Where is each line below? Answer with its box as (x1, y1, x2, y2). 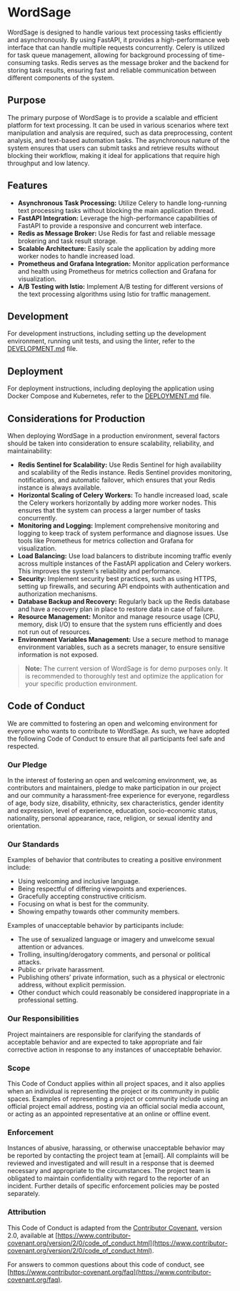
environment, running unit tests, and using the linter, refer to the (7, 337, 195, 345)
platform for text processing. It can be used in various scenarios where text (7, 121, 229, 129)
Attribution (7, 1207, 46, 1217)
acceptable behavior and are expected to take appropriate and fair (7, 1037, 203, 1046)
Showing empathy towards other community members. (17, 907, 180, 916)
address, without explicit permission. (17, 981, 126, 989)
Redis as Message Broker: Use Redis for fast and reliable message (17, 229, 216, 237)
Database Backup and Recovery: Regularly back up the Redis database (17, 598, 231, 605)
